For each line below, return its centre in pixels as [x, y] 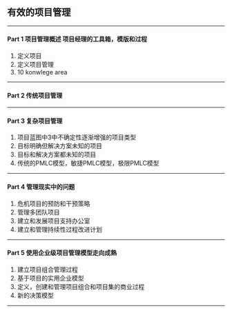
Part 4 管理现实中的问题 [41, 187]
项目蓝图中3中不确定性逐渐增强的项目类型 [77, 137]
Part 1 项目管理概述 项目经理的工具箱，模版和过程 [77, 39]
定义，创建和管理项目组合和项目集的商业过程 [81, 286]
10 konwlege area [42, 72]
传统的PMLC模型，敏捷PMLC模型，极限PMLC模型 [88, 163]
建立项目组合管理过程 [47, 269]
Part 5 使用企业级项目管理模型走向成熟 [62, 253]
